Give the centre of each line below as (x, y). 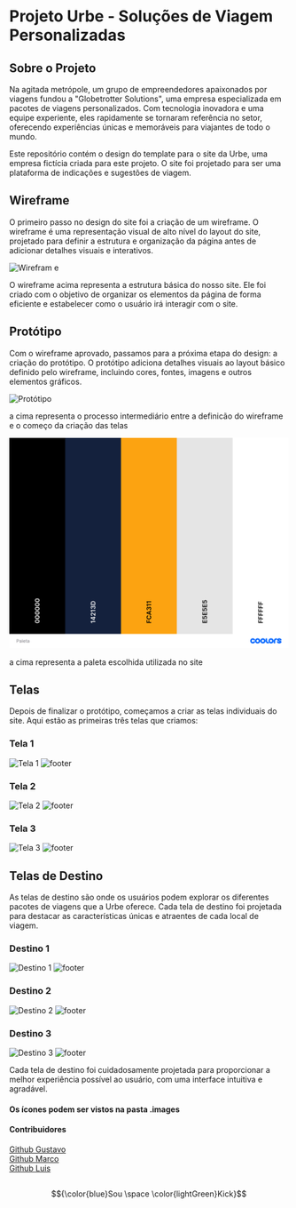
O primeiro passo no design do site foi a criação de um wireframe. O (134, 222)
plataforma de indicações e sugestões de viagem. (101, 172)
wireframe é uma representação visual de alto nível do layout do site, (135, 231)
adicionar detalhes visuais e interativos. (81, 250)
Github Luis (30, 1168)
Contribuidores (38, 1130)
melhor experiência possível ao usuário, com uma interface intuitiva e (136, 1080)
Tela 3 (23, 828)
